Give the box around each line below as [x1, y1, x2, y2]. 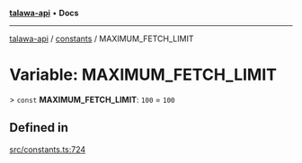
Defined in [9, 120, 69, 135]
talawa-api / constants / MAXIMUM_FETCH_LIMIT [9, 33, 194, 44]
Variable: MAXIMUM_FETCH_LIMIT [9, 64, 277, 85]
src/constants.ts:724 [9, 143, 86, 155]
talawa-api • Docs [9, 8, 79, 18]
